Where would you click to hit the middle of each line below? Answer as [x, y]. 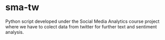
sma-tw [22, 7]
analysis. [15, 32]
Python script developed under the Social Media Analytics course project [82, 21]
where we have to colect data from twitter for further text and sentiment [81, 26]
